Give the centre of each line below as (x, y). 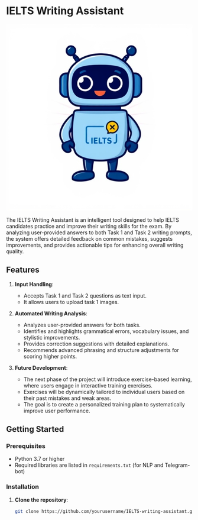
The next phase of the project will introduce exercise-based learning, (108, 379)
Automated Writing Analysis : (51, 313)
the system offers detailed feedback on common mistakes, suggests (90, 238)
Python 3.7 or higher (40, 459)
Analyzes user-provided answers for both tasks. (82, 325)
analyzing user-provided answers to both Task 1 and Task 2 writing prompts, (99, 232)
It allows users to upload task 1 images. (71, 302)
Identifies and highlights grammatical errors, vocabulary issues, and (106, 331)
